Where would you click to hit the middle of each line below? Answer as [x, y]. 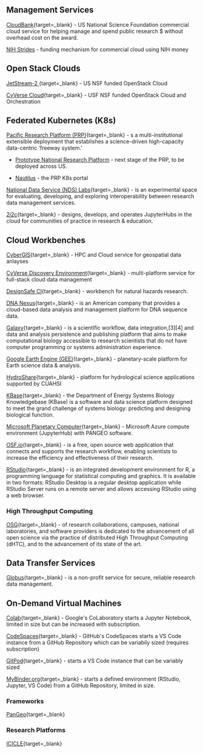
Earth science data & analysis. [44, 366]
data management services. [41, 203]
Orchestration [23, 101]
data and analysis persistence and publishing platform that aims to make [97, 335]
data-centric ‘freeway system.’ [45, 148]
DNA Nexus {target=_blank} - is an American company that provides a [93, 303]
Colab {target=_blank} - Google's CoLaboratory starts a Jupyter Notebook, [99, 618]
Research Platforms [36, 730]
